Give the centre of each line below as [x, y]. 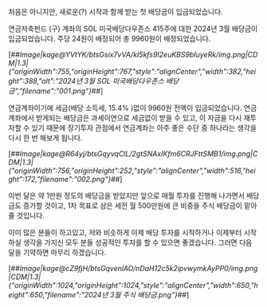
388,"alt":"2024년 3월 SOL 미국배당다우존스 [94, 81]
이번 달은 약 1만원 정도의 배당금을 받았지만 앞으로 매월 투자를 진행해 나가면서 [127, 195]
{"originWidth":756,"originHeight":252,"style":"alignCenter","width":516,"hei [132, 171]
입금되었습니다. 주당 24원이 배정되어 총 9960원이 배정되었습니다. [110, 39]
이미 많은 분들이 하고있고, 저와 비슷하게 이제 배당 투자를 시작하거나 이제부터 [125, 232]
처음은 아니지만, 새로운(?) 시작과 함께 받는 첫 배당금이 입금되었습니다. [116, 12]
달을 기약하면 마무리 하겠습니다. [57, 252]
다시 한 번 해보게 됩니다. [45, 138]
